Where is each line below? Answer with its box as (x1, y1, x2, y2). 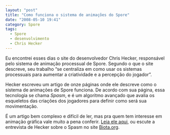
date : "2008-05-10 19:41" (5, 17, 61, 22)
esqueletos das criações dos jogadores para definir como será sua (5, 98, 147, 104)
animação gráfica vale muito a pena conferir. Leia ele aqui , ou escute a (5, 119, 155, 125)
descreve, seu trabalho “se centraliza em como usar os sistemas (5, 66, 142, 72)
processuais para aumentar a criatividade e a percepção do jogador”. (5, 71, 152, 78)
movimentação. (5, 103, 39, 109)
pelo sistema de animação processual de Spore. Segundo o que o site (5, 60, 154, 67)
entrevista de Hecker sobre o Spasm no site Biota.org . (5, 124, 120, 130)
